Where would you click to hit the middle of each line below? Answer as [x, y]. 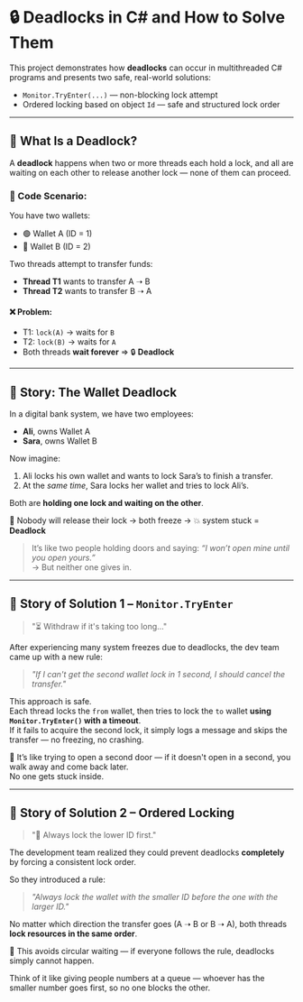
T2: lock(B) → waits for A [69, 342]
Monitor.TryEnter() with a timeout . [75, 720]
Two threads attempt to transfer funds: [81, 264]
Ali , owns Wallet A [56, 432]
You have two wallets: [50, 216]
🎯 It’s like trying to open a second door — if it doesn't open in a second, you [150, 757]
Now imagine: [35, 459]
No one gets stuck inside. [57, 776]
